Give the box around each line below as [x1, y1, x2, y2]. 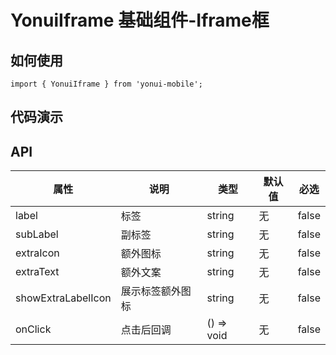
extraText [15, 265, 60, 279]
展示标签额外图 [120, 284, 192, 298]
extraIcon [15, 246, 60, 260]
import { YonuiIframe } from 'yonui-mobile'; [10, 79, 203, 89]
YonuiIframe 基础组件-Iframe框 [10, 9, 270, 32]
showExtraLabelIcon [15, 291, 112, 305]
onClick [15, 322, 52, 336]
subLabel [15, 227, 59, 241]
